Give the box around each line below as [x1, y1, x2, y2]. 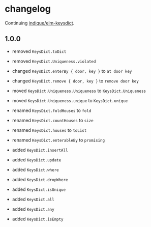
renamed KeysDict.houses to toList [12, 127, 87, 133]
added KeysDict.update [12, 156, 62, 163]
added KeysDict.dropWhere [12, 176, 68, 182]
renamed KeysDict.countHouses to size [12, 117, 94, 123]
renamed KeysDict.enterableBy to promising [12, 137, 105, 143]
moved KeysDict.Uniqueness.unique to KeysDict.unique [12, 97, 128, 103]
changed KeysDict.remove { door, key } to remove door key [12, 77, 139, 84]
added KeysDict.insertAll [12, 147, 68, 153]
